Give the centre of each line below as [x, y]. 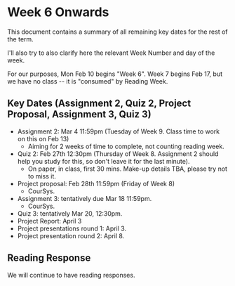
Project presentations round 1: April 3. [72, 228]
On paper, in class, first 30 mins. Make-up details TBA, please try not [128, 169]
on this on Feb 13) [43, 138]
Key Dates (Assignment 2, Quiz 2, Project [99, 104]
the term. [20, 39]
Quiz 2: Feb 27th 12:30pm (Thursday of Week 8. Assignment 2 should [118, 154]
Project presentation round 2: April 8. [71, 235]
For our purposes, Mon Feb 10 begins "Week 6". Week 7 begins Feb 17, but [115, 74]
